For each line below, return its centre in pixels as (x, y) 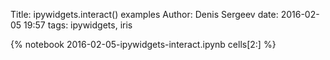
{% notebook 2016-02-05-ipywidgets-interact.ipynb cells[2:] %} (143, 44)
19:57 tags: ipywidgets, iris (78, 25)
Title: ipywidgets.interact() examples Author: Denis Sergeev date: (144, 14)
